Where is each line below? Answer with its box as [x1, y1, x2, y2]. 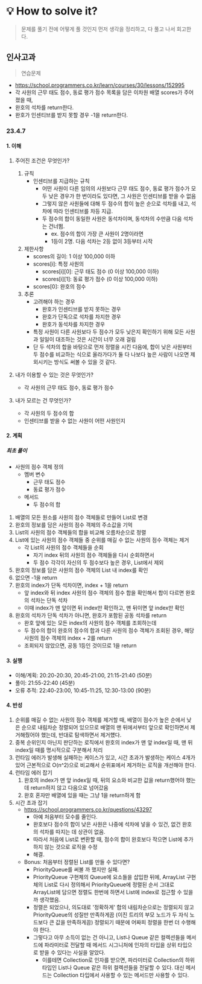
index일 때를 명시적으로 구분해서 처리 [14, 746, 103, 754]
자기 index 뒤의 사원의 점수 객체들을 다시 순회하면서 [33, 551, 155, 559]
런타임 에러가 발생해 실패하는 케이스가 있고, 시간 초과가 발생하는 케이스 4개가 [14, 754, 196, 761]
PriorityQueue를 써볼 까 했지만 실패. [33, 866, 119, 873]
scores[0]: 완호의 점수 [33, 282, 86, 290]
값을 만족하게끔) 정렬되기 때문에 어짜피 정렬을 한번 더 [55, 918, 180, 925]
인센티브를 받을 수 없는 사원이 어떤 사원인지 [24, 417, 125, 424]
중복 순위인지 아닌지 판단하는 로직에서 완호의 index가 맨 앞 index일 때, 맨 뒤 [14, 738, 193, 746]
